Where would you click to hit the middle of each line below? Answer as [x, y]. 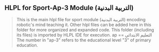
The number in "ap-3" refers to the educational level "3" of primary [84, 40]
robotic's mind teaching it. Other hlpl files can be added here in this [84, 25]
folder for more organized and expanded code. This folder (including [85, 30]
